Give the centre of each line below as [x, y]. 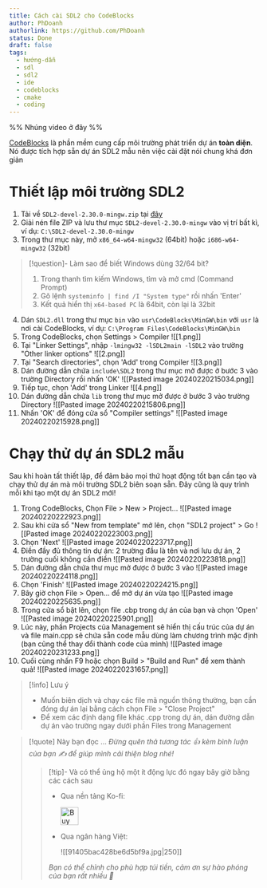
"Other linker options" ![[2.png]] [73, 354]
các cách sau [71, 780]
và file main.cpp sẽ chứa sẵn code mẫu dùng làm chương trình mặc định [139, 635]
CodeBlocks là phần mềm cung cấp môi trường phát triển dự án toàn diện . [131, 143]
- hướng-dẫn [36, 61]
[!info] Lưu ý [49, 685]
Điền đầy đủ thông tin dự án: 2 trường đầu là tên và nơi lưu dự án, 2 [131, 551]
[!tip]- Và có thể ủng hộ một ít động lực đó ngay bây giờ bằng [149, 772]
